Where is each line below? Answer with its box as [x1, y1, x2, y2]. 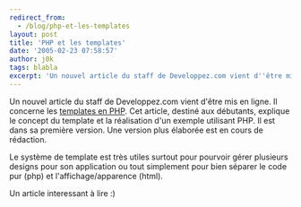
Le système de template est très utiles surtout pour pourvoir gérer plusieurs [9, 151, 288, 162]
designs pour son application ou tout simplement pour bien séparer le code [9, 160, 288, 171]
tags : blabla [9, 64, 58, 73]
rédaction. [9, 134, 47, 144]
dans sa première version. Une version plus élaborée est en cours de [9, 125, 264, 135]
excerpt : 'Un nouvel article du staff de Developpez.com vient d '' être [9, 72, 282, 81]
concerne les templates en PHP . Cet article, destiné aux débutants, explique [9, 105, 290, 116]
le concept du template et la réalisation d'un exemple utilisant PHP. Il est [9, 115, 276, 125]
